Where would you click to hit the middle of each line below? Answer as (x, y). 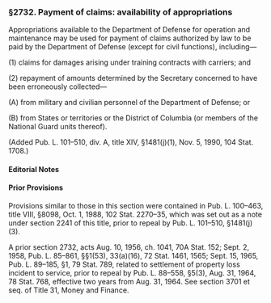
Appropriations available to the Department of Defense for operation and (129, 30)
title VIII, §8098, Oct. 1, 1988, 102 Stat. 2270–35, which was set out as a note (135, 215)
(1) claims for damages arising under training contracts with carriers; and (130, 62)
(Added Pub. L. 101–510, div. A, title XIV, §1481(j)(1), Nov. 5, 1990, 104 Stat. (131, 142)
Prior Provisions (36, 187)
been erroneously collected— (58, 86)
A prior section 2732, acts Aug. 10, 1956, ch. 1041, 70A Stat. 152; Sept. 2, (129, 247)
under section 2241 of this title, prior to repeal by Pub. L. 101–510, (116, 223)
